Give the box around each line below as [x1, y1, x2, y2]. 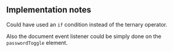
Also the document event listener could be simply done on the [6, 33, 162, 40]
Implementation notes [6, 5, 92, 15]
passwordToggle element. [6, 39, 68, 46]
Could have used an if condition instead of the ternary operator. [6, 21, 168, 28]
